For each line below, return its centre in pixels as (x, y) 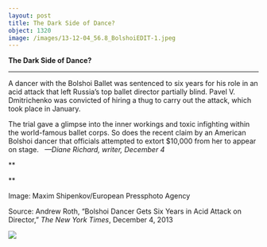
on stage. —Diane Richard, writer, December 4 (87, 150)
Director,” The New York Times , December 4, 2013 (91, 220)
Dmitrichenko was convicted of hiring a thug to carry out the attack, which (130, 100)
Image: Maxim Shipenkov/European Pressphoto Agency (99, 196)
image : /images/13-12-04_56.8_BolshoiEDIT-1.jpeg (92, 38)
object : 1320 (30, 30)
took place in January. (44, 109)
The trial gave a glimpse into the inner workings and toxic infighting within (129, 124)
